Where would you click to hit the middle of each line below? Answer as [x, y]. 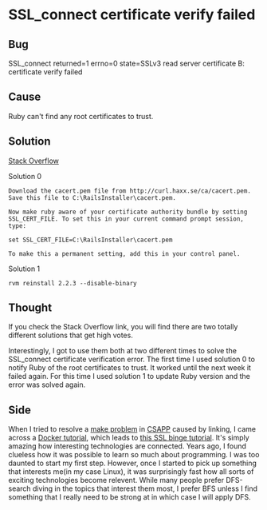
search [20, 488]
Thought [30, 308]
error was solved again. [47, 384]
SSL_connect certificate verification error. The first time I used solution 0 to [132, 359]
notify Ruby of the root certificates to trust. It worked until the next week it [130, 368]
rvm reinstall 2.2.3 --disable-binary [73, 283]
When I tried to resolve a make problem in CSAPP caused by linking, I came [132, 429]
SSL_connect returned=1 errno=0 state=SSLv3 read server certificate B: [126, 63]
